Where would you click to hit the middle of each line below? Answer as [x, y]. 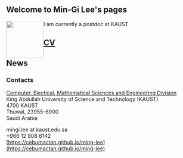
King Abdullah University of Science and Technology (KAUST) [82, 99]
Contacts [20, 80]
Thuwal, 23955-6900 [32, 112]
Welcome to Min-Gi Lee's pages [67, 10]
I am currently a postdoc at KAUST [86, 24]
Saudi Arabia [22, 118]
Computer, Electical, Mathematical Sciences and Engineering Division [91, 93]
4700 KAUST [22, 105]
